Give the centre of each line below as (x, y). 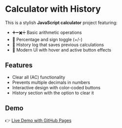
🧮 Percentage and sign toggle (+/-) (47, 39)
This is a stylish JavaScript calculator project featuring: (61, 23)
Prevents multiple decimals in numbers (51, 82)
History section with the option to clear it (53, 93)
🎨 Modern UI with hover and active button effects (61, 50)
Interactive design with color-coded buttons (56, 87)
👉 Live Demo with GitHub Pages (38, 120)
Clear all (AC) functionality (39, 77)
